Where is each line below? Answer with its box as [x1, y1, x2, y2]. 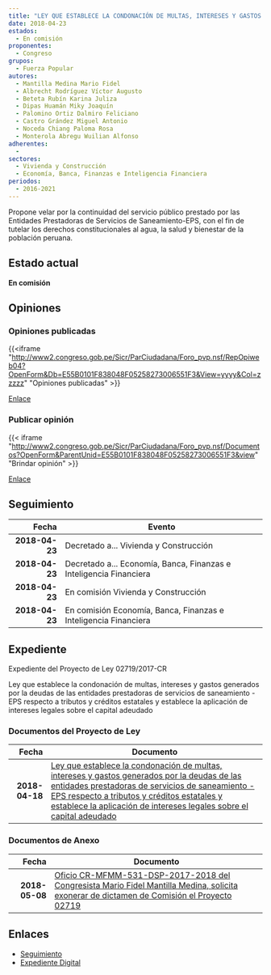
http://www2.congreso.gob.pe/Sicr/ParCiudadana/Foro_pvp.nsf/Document [11, 441, 261, 451]
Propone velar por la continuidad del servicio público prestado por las [8, 207, 240, 217]
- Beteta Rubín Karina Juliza [15, 95, 117, 103]
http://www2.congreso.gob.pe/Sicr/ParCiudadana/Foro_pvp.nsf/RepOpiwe [11, 353, 260, 362]
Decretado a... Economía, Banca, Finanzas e [65, 558, 231, 570]
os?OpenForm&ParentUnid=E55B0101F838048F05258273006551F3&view [8, 450, 256, 460]
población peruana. [8, 232, 73, 243]
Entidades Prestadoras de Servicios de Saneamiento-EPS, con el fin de [8, 215, 244, 225]
